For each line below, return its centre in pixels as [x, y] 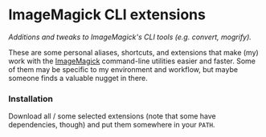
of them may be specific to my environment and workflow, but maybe [123, 69]
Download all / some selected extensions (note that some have [112, 116]
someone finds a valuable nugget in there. [78, 78]
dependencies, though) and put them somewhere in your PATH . [112, 125]
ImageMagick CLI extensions [107, 15]
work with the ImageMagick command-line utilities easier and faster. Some [132, 61]
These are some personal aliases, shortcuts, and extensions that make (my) [133, 52]
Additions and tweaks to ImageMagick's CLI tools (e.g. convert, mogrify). [130, 37]
